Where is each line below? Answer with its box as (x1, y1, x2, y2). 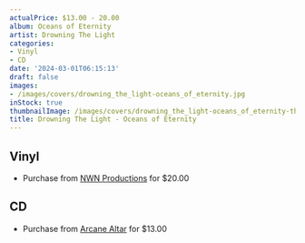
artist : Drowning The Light (9, 30, 116, 39)
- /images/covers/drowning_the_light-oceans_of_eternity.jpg (9, 89, 246, 98)
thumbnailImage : (9, 106, 71, 116)
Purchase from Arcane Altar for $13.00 (22, 223, 168, 234)
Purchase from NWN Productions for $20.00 (22, 172, 190, 183)
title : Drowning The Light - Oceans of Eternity (9, 115, 197, 124)
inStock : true (9, 97, 64, 107)
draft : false (9, 73, 59, 82)
